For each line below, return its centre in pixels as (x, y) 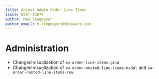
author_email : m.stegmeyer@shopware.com (48, 24)
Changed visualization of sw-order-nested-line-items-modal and (79, 67)
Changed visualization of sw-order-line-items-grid (66, 62)
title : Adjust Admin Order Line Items (46, 10)
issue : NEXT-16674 (24, 14)
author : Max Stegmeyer (29, 19)
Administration (37, 48)
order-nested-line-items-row (43, 72)
